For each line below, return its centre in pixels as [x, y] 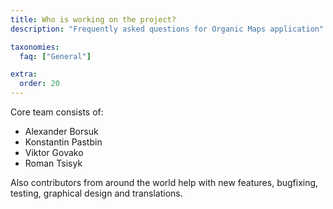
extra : [24, 74]
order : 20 [39, 84]
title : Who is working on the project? [93, 19]
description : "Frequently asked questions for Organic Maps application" [167, 29]
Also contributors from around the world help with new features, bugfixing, [164, 182]
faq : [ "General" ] [55, 56]
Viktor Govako [54, 152]
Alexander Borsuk [61, 131]
